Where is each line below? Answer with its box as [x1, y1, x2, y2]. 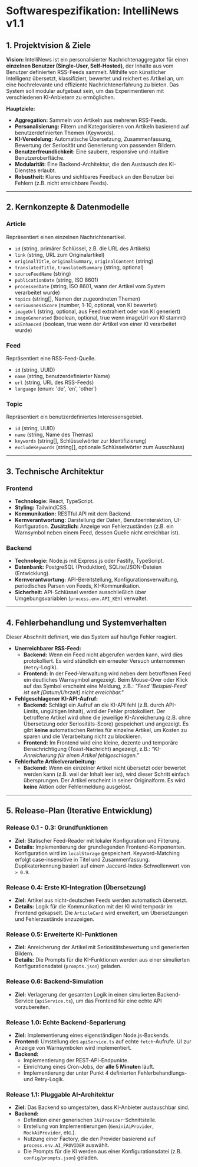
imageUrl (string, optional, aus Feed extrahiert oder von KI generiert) [14, 308, 181, 315]
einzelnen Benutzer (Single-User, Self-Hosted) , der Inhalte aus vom [6, 62, 174, 69]
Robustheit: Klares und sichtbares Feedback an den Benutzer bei [14, 173, 174, 180]
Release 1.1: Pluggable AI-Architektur [6, 1090, 114, 1098]
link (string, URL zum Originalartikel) [14, 251, 105, 258]
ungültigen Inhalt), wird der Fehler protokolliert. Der [41, 708, 166, 715]
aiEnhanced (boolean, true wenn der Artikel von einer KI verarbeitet [14, 320, 177, 327]
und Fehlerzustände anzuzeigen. [14, 915, 94, 923]
